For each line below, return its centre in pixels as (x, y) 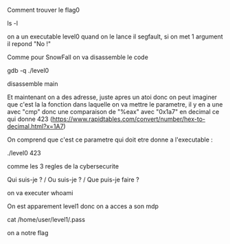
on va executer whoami (40, 193)
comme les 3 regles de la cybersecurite (63, 166)
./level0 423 (24, 153)
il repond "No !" (29, 44)
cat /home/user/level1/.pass (46, 220)
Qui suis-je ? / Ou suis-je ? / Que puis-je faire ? (73, 179)
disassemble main (33, 84)
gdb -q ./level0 (28, 70)
